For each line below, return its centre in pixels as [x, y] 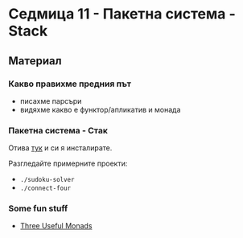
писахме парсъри [51, 101]
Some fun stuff [38, 208]
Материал [35, 61]
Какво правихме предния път [70, 84]
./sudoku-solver [47, 180]
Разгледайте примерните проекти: [68, 164]
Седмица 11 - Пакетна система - [122, 14]
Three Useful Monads [56, 226]
